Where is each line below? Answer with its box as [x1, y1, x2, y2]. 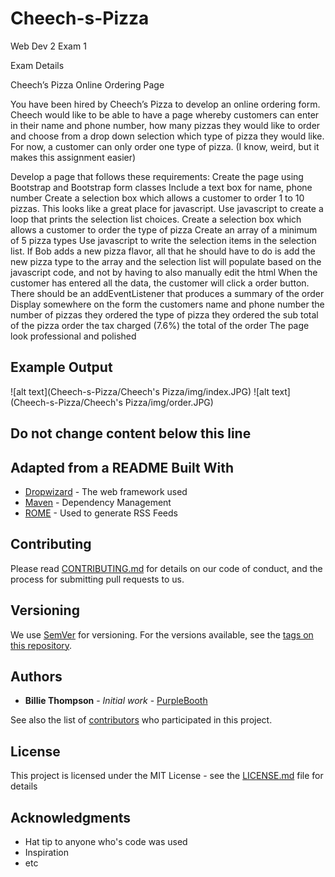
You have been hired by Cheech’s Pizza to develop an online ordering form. [10, 98, 321, 110]
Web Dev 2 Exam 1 [10, 40, 87, 52]
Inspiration [24, 847, 69, 859]
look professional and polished [10, 330, 137, 342]
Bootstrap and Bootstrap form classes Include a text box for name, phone [10, 181, 313, 193]
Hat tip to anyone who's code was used [24, 836, 188, 848]
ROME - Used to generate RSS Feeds [24, 507, 178, 519]
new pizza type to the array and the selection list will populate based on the [10, 255, 322, 267]
